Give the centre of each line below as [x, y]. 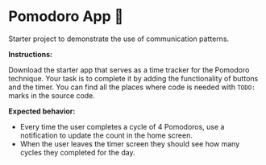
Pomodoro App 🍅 [66, 16]
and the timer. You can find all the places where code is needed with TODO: [132, 87]
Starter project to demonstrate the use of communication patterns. [119, 39]
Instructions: [31, 54]
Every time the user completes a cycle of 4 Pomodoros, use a [122, 126]
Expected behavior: [42, 111]
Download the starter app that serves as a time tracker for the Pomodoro [129, 70]
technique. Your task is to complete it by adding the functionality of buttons [133, 78]
